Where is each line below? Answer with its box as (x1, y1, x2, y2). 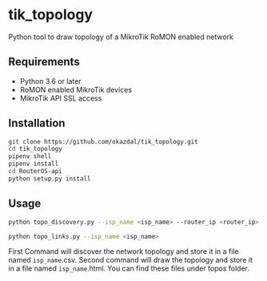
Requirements (8, 55, 80, 69)
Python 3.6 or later (19, 76, 82, 85)
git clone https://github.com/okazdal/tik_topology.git (8, 137, 198, 145)
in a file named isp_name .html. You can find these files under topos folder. (8, 263, 250, 273)
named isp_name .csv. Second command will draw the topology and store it (8, 255, 253, 265)
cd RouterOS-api (8, 168, 62, 176)
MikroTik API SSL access (19, 93, 102, 103)
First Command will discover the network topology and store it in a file (8, 247, 239, 256)
